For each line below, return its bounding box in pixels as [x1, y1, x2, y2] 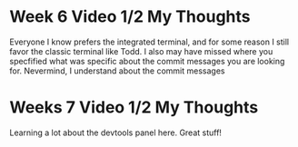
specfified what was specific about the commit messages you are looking [9, 55, 285, 66]
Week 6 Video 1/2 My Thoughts [9, 6, 251, 27]
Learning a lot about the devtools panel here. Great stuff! [9, 127, 223, 138]
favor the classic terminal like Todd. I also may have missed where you [9, 45, 273, 56]
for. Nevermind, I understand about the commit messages [9, 65, 225, 76]
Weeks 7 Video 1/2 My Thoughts [9, 97, 259, 118]
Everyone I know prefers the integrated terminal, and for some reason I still [9, 36, 290, 47]
